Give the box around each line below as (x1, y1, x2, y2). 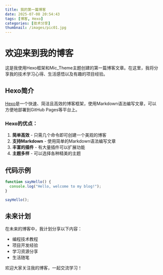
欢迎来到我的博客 (5, 48, 74, 59)
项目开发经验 (12, 242, 38, 248)
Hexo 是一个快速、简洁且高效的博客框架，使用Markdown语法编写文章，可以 (5, 101, 157, 106)
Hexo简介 (5, 86, 34, 95)
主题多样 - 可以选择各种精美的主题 (12, 150, 81, 156)
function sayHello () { (5, 179, 51, 184)
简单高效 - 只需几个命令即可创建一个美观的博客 (12, 132, 107, 138)
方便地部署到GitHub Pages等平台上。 (5, 106, 80, 112)
